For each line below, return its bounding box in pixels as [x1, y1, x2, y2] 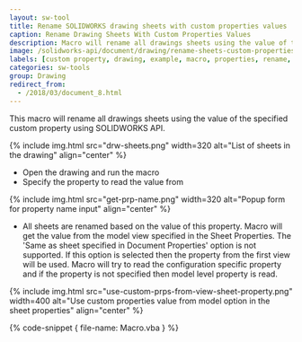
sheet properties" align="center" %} [9, 304, 144, 315]
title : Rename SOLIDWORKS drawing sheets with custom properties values [9, 22, 288, 31]
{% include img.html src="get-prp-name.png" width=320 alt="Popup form [9, 194, 286, 205]
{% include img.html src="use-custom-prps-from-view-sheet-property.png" [9, 285, 293, 296]
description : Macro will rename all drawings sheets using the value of [9, 38, 288, 48]
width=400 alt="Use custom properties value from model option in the [9, 295, 271, 306]
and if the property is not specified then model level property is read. [22, 268, 279, 279]
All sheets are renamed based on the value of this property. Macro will [22, 221, 283, 232]
